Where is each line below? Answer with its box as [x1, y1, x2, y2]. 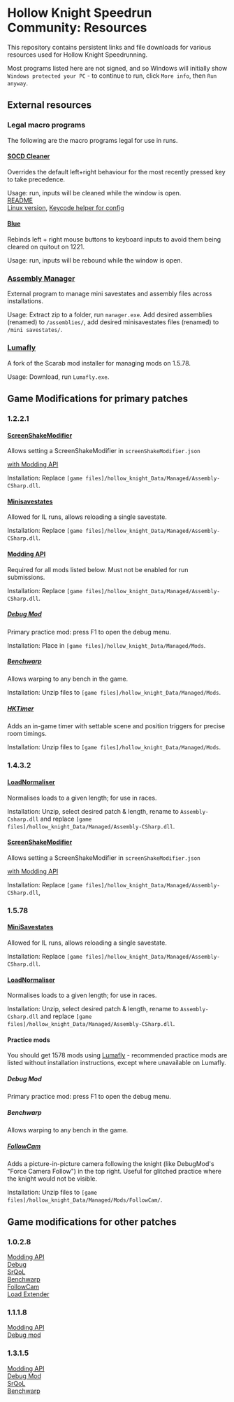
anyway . [7, 78, 28, 87]
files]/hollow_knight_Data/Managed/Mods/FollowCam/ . [7, 1195, 163, 1204]
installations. [7, 297, 44, 305]
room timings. [7, 730, 47, 738]
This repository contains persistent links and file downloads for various [7, 43, 212, 51]
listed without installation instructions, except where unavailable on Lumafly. [7, 1059, 227, 1067]
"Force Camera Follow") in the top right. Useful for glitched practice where [7, 1167, 222, 1176]
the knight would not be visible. [7, 1174, 98, 1183]
